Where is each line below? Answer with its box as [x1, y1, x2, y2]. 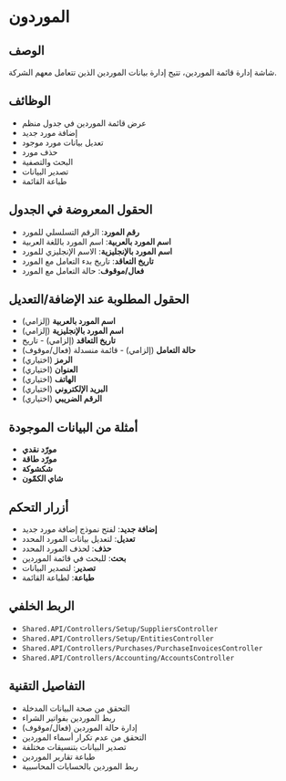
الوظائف [8, 93, 51, 109]
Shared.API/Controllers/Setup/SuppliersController [21, 624, 219, 633]
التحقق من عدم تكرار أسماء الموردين [21, 732, 147, 743]
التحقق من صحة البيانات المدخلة [21, 703, 130, 713]
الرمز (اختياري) [21, 354, 74, 366]
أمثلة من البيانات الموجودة [8, 420, 138, 435]
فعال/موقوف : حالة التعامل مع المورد [21, 265, 145, 276]
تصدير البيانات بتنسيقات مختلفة [21, 741, 127, 752]
